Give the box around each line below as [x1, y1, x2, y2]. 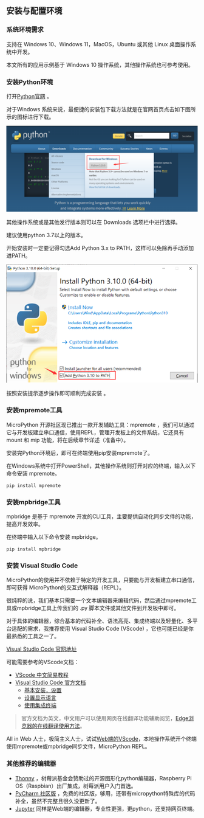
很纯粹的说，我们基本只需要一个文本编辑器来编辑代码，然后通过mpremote [6, 597, 192, 604]
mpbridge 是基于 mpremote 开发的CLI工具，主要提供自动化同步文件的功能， [6, 513, 197, 520]
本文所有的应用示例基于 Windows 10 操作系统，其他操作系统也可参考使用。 [6, 61, 194, 68]
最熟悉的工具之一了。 [6, 633, 59, 640]
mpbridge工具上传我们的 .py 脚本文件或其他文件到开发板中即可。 [16, 605, 180, 612]
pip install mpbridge [6, 546, 61, 552]
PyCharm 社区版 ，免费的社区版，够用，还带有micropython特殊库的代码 [15, 789, 195, 797]
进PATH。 [6, 252, 31, 260]
